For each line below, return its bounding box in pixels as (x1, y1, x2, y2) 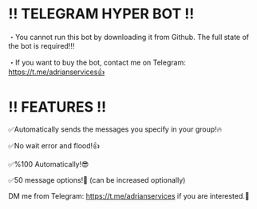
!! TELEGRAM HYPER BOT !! (8, 5, 195, 23)
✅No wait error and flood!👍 (8, 140, 100, 150)
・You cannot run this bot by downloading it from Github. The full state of (8, 32, 250, 41)
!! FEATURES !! (8, 98, 106, 116)
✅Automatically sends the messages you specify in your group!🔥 (8, 124, 223, 134)
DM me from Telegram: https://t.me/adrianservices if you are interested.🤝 (8, 191, 250, 200)
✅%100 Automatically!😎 (8, 159, 89, 168)
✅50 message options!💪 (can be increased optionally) (8, 175, 186, 184)
